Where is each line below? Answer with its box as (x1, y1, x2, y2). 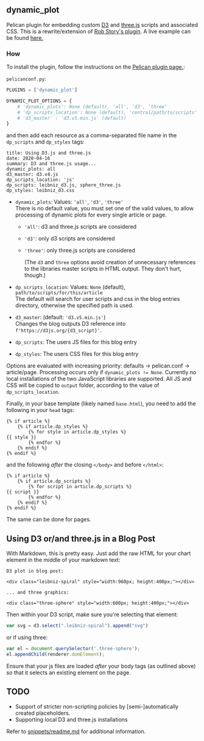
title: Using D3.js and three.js (6, 150, 91, 157)
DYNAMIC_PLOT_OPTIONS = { (6, 98, 72, 104)
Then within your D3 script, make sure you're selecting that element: (6, 611, 178, 618)
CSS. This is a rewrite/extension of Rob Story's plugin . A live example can (6, 28, 191, 35)
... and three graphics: (6, 589, 69, 595)
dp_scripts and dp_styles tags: (6, 138, 85, 146)
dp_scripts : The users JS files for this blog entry (15, 339, 137, 346)
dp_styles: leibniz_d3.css (6, 188, 75, 194)
